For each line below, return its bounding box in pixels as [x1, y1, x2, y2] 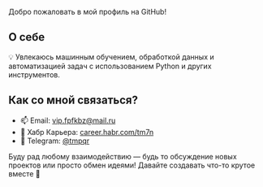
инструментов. [8, 69, 61, 80]
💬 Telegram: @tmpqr [19, 136, 90, 146]
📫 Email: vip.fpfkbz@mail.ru [19, 115, 116, 125]
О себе [8, 30, 45, 44]
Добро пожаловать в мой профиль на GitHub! [8, 7, 167, 16]
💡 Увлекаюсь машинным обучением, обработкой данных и [8, 52, 214, 62]
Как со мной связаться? [8, 93, 138, 107]
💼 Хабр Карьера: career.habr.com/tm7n [19, 127, 154, 137]
